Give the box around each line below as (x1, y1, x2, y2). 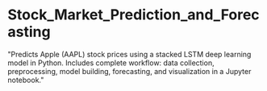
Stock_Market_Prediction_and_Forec (7, 6, 260, 24)
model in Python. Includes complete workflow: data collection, (7, 58, 215, 68)
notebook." (7, 75, 44, 85)
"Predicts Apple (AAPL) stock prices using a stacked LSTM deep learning (7, 49, 252, 59)
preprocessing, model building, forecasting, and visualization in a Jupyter (7, 66, 252, 76)
